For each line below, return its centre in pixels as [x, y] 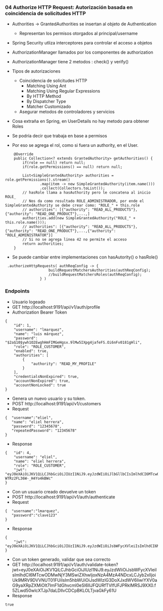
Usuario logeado [29, 302]
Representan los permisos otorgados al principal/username [79, 34]
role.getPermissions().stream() [38, 180]
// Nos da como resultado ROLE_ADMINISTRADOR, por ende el [83, 201]
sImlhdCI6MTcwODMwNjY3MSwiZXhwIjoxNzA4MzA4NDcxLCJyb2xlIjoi [84, 575]
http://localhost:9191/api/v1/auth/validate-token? [70, 564]
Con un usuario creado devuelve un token [54, 492]
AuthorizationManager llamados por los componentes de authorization [83, 52]
